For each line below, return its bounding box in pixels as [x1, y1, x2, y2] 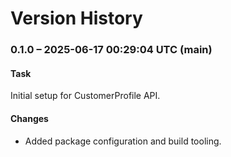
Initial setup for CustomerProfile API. [10, 90, 161, 102]
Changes [10, 112, 49, 124]
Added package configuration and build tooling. [24, 135, 222, 147]
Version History [10, 7, 143, 30]
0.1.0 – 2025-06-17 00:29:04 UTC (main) [10, 43, 213, 57]
